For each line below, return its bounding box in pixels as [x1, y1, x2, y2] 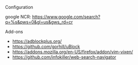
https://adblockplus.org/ [12, 38, 62, 44]
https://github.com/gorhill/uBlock [12, 44, 80, 49]
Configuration [5, 4, 34, 10]
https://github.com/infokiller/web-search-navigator [12, 54, 116, 60]
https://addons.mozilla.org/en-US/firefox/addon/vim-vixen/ [12, 49, 134, 55]
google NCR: [5, 14, 31, 19]
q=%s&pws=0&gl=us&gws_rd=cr [5, 19, 73, 25]
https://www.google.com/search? [32, 14, 100, 19]
